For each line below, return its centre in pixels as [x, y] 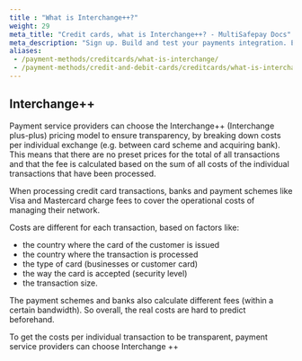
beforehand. [32, 319]
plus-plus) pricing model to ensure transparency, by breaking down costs [145, 135]
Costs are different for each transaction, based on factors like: [124, 227]
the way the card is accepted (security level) [105, 273]
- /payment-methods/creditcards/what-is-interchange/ [116, 59]
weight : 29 [30, 26]
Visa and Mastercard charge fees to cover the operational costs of [132, 200]
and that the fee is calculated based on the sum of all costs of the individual [149, 163]
